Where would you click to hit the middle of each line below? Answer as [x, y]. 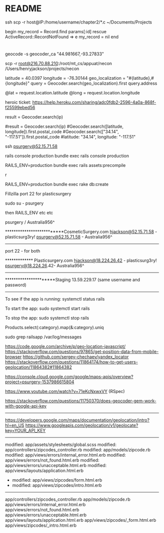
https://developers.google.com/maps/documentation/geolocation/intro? [77, 420]
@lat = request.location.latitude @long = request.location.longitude [72, 93]
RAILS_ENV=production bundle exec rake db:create [57, 185]
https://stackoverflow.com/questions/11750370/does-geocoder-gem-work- [81, 401]
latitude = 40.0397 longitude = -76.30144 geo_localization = [65, 78]
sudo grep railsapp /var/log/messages [43, 337]
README [23, 9]
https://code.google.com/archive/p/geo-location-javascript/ [65, 347]
